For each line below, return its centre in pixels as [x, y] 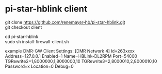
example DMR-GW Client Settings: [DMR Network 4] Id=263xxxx [70, 51]
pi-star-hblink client [46, 9]
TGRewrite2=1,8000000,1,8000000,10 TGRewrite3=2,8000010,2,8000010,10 [81, 61]
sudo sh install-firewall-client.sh [37, 41]
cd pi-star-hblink [22, 37]
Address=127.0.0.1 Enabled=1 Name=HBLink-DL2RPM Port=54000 [71, 56]
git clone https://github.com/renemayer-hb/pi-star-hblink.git [65, 22]
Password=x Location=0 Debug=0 [39, 66]
